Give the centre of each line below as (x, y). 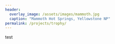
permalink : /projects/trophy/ (36, 23)
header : (13, 10)
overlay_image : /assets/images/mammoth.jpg (54, 14)
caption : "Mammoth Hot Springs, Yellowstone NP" (60, 19)
